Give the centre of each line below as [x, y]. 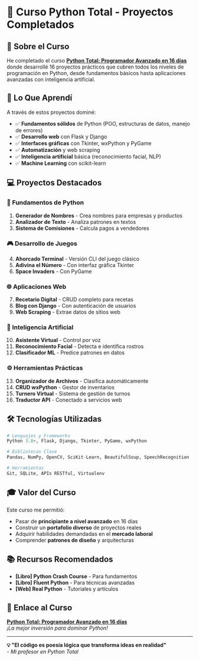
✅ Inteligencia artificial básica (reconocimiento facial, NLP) [88, 157]
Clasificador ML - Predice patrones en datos [70, 353]
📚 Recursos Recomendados [60, 559]
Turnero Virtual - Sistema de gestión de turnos [73, 393]
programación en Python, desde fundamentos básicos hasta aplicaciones [96, 73]
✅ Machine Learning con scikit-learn [61, 163]
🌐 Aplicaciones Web [37, 286]
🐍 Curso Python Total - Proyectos [90, 12]
